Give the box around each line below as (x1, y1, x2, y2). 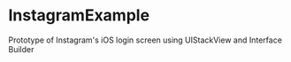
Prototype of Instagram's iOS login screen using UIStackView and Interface (8, 35, 282, 45)
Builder (8, 43, 34, 54)
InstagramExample (8, 5, 150, 26)
